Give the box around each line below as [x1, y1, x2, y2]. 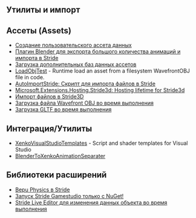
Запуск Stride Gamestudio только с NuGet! [15, 192, 124, 199]
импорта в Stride [15, 54, 59, 62]
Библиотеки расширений [6, 170, 107, 180]
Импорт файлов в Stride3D [15, 93, 84, 101]
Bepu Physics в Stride [15, 186, 70, 193]
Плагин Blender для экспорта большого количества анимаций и [15, 48, 181, 55]
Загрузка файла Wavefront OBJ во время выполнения [15, 99, 154, 107]
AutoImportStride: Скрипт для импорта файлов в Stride [15, 80, 156, 87]
